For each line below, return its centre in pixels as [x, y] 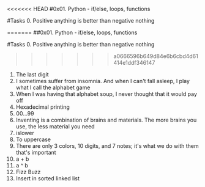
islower [25, 133]
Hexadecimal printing [43, 107]
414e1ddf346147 [134, 63]
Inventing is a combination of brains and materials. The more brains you [106, 120]
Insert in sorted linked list [48, 178]
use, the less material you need [55, 127]
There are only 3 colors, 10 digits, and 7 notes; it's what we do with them [107, 146]
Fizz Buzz [28, 172]
